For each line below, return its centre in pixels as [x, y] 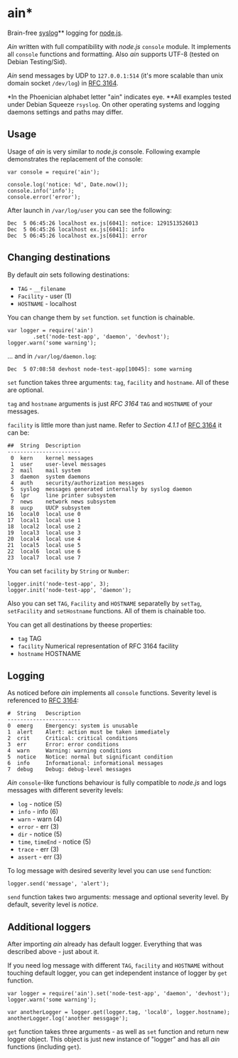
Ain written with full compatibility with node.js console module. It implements [119, 46]
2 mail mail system [45, 470]
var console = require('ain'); [54, 172]
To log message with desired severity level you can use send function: [109, 871]
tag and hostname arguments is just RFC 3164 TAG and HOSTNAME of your [110, 403]
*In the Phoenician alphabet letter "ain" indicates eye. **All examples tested [119, 97]
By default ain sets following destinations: [69, 275]
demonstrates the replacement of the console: [75, 159]
